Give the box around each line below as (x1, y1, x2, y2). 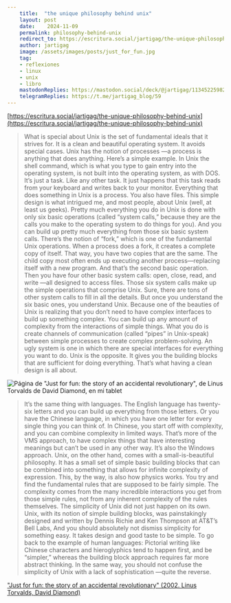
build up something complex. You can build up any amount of (23, 315, 198, 323)
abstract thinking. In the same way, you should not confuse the (23, 560, 203, 569)
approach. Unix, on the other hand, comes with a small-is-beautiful (23, 451, 214, 459)
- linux (19, 67, 41, 74)
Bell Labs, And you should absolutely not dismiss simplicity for (23, 524, 201, 532)
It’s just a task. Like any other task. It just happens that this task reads (23, 177, 221, 184)
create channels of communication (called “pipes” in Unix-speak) (23, 330, 210, 337)
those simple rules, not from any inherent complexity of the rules (23, 495, 208, 503)
